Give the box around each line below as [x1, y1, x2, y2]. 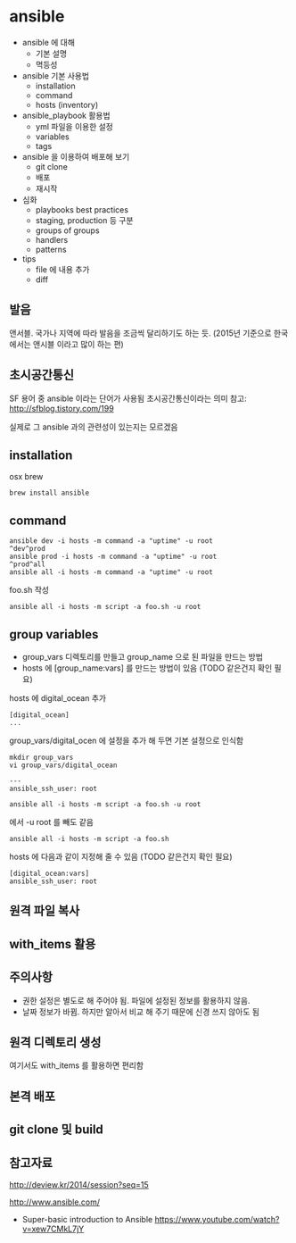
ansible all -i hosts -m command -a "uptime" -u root [9, 568, 214, 577]
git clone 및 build [9, 1122, 104, 1138]
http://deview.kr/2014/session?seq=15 [9, 1180, 149, 1189]
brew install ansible [9, 488, 90, 497]
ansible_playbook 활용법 [21, 110, 111, 121]
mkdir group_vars [9, 753, 74, 762]
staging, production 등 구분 [35, 214, 134, 225]
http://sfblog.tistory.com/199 [9, 403, 114, 413]
